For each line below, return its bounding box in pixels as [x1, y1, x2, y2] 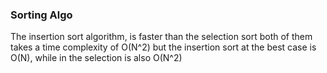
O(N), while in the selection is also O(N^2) [10, 52, 183, 64]
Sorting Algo [10, 8, 73, 22]
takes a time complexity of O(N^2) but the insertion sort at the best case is [10, 41, 317, 53]
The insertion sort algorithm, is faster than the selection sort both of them [10, 31, 313, 43]
